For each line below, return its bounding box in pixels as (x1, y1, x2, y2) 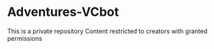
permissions (7, 34, 43, 42)
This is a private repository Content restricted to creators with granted (7, 27, 208, 35)
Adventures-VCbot (7, 4, 120, 20)
